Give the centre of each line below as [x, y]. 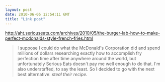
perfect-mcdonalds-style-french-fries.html [49, 38]
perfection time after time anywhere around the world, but [77, 59]
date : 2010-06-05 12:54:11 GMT [38, 14]
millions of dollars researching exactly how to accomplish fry [80, 53]
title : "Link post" [25, 19]
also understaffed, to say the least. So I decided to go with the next [86, 69]
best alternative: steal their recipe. [52, 75]
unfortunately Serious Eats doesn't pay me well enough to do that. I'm [89, 64]
